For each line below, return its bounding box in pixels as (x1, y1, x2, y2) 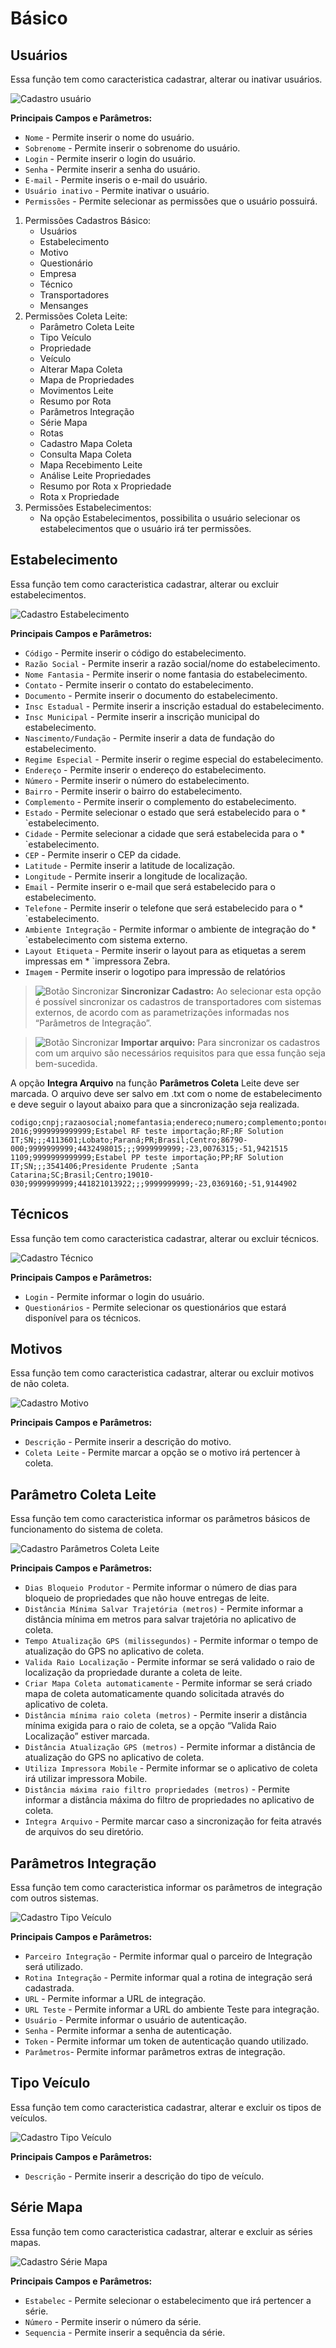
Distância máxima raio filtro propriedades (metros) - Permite (24, 1783, 290, 1796)
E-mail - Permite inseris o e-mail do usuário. (24, 174, 208, 186)
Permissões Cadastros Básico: (24, 215, 152, 226)
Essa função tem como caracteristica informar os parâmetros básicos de (10, 1513, 311, 1525)
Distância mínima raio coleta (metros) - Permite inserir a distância (24, 1709, 308, 1721)
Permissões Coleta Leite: (24, 310, 128, 322)
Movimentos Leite (39, 385, 114, 396)
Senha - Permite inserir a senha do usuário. (24, 163, 201, 175)
